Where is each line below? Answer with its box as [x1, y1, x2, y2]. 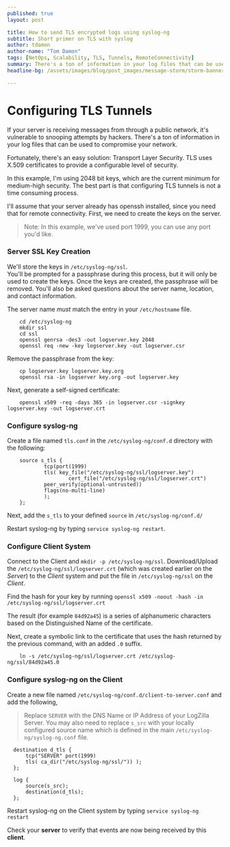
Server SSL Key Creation [7, 247, 91, 256]
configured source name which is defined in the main [23, 725, 175, 734]
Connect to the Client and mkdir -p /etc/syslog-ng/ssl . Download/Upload [7, 557, 218, 565]
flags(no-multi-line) [43, 487, 106, 495]
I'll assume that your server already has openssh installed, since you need [7, 202, 216, 210]
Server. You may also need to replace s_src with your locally [23, 719, 194, 727]
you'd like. [23, 229, 53, 238]
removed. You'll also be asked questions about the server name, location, [7, 284, 214, 293]
